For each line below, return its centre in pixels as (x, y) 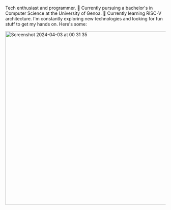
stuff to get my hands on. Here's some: (46, 24)
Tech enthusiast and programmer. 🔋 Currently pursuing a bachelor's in (79, 8)
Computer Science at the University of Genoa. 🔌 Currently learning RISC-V (83, 13)
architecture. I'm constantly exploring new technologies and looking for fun (84, 19)
